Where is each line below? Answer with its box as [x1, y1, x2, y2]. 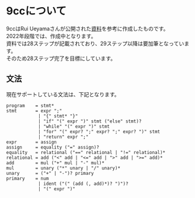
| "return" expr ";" [37, 134, 89, 140]
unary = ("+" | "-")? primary [6, 170, 94, 176]
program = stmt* [6, 102, 55, 109]
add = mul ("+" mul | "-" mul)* [6, 160, 105, 166]
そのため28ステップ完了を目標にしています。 [6, 55, 116, 62]
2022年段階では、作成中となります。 [6, 32, 97, 39]
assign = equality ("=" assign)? [6, 144, 100, 150]
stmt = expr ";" [6, 108, 62, 114]
